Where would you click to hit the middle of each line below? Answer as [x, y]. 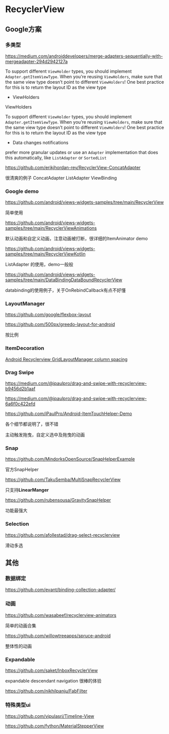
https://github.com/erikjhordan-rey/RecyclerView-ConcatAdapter [73, 167]
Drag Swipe [20, 372]
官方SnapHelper [22, 469]
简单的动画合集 [21, 625]
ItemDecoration [25, 348]
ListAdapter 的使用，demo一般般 [39, 265]
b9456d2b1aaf [20, 389]
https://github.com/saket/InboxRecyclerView [52, 670]
